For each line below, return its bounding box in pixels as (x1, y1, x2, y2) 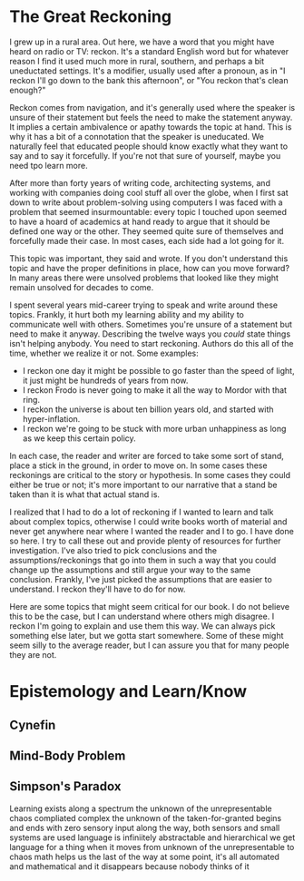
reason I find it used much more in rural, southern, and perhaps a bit (9, 55, 265, 66)
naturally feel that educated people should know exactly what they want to (9, 141, 289, 152)
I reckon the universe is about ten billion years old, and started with (22, 404, 274, 415)
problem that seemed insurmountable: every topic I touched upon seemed (9, 206, 288, 217)
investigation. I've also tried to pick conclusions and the (9, 544, 218, 555)
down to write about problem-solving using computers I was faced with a (9, 197, 283, 208)
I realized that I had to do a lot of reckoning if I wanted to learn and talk (9, 506, 274, 517)
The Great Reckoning (9, 6, 172, 27)
